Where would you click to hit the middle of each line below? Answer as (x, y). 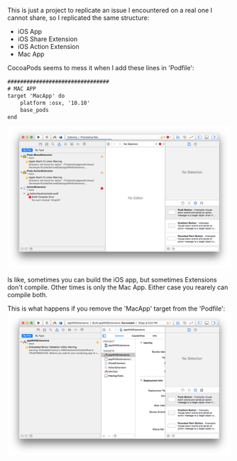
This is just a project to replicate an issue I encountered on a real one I (110, 10)
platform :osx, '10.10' (55, 103)
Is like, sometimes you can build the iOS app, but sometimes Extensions (112, 279)
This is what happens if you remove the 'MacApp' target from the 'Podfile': (116, 309)
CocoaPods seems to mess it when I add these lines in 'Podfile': (101, 68)
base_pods (35, 110)
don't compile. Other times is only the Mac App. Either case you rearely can (118, 287)
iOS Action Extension (48, 46)
